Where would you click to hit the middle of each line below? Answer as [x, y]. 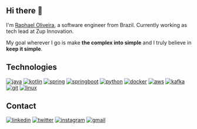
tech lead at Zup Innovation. [40, 31]
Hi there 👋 [24, 11]
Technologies [32, 67]
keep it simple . [24, 49]
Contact [21, 106]
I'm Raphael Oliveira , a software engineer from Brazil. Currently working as [96, 25]
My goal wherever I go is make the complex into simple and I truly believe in [99, 42]
